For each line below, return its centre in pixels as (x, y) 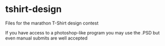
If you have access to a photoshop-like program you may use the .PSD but (82, 32)
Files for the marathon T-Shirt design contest (52, 23)
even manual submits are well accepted (46, 38)
